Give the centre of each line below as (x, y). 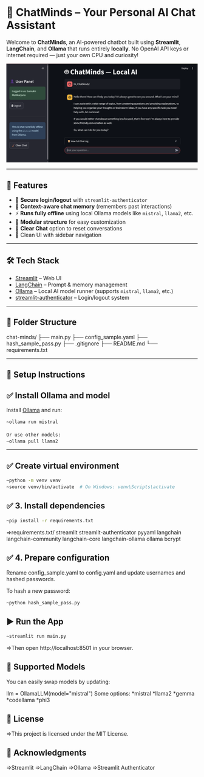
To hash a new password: (38, 591)
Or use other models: (34, 435)
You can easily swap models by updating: (58, 682)
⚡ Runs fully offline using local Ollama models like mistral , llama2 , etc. (104, 213)
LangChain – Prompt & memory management (71, 285)
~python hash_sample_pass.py (43, 603)
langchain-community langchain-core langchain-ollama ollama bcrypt (93, 539)
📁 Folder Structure (42, 323)
